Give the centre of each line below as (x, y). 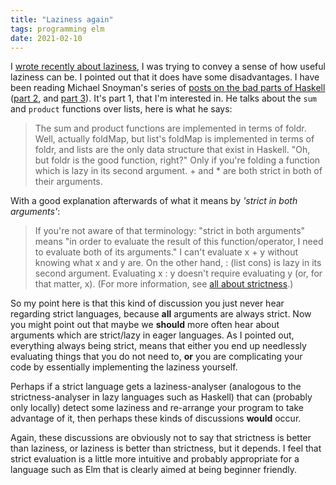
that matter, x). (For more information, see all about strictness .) (164, 284)
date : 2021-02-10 (46, 38)
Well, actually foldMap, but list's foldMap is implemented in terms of (174, 139)
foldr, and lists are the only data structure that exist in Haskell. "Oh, (172, 150)
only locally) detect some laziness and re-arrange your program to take (157, 408)
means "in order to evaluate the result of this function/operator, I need (179, 242)
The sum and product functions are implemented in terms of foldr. (170, 128)
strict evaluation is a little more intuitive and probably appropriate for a (155, 459)
